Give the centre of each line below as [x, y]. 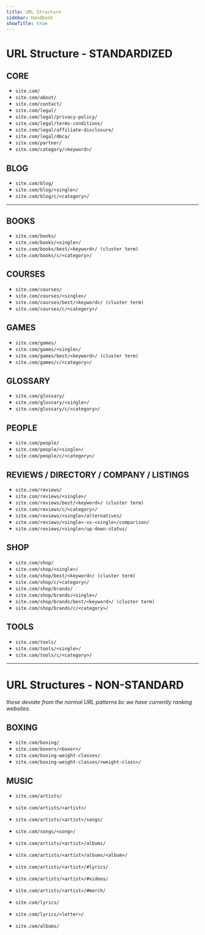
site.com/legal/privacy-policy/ [56, 117]
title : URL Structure [34, 12]
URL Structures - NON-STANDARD [95, 685]
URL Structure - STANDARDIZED [89, 53]
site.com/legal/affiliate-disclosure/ [64, 130]
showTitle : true [27, 23]
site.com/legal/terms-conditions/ [59, 124]
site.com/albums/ [37, 926]
